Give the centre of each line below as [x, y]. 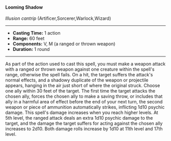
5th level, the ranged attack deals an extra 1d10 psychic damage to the [79, 118]
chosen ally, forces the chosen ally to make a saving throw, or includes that [84, 96]
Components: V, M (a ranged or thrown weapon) [64, 44]
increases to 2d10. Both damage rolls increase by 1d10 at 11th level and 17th [84, 129]
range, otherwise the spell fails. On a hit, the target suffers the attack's [79, 75]
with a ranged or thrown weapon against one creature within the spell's [80, 69]
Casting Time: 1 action [36, 33]
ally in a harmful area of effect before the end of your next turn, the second [84, 102]
